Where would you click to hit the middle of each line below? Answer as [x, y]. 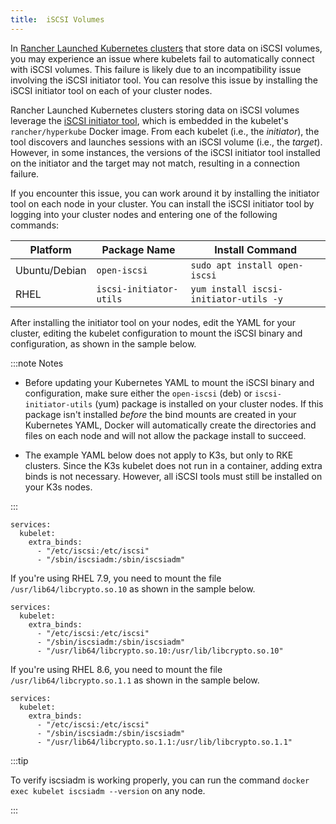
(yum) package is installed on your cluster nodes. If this [209, 403]
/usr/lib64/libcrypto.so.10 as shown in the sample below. [133, 588]
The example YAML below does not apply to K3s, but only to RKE [159, 455]
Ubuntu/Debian [51, 270]
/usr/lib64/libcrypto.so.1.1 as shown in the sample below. [135, 680]
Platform [50, 249]
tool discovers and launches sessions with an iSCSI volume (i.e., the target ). [166, 142]
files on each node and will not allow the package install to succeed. [165, 435]
